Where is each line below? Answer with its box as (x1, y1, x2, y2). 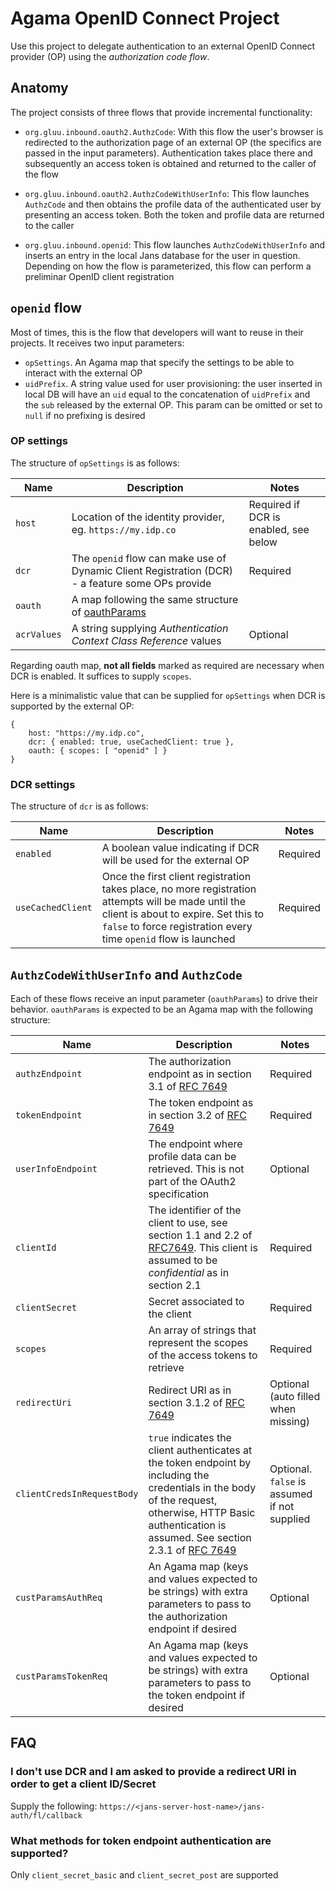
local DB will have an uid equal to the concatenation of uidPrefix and (24, 388, 311, 400)
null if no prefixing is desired (24, 409, 146, 421)
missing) (269, 1414, 311, 1428)
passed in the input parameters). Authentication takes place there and (24, 147, 313, 159)
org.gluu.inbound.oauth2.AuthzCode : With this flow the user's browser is (24, 125, 324, 137)
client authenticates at (148, 1443, 253, 1457)
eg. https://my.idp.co (71, 522, 177, 536)
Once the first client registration (101, 870, 252, 884)
